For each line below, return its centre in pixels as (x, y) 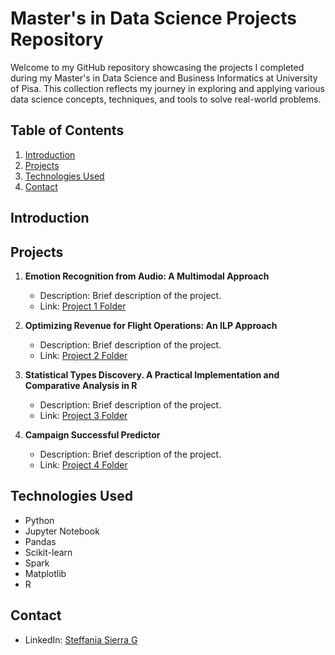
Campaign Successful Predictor (92, 434)
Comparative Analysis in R (81, 385)
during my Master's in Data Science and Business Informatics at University (164, 78)
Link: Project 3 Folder (83, 415)
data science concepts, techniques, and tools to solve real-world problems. (166, 99)
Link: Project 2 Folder (83, 355)
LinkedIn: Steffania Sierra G (81, 639)
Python (39, 520)
